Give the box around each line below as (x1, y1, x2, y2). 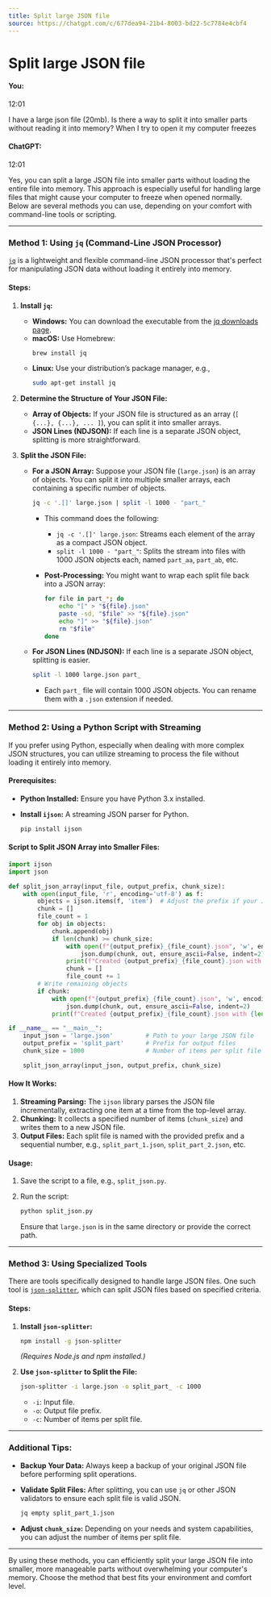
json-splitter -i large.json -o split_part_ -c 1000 (19, 1382, 202, 1391)
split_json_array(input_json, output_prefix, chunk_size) (23, 1061, 222, 1070)
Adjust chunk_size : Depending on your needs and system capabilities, (19, 1524, 254, 1533)
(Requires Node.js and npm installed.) (19, 1352, 146, 1361)
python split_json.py (19, 1207, 93, 1215)
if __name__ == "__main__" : (8, 1024, 103, 1032)
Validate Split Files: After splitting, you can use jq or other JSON (19, 1485, 236, 1495)
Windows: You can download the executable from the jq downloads (31, 316, 259, 326)
